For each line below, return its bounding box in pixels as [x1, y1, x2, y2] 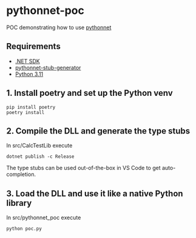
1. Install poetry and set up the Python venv [6, 88, 173, 98]
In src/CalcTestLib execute [6, 142, 73, 149]
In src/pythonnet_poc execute [6, 214, 81, 222]
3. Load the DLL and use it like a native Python [6, 188, 183, 199]
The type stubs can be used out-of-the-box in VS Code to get [6, 165, 161, 172]
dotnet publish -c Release [6, 154, 75, 160]
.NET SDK [15, 57, 41, 64]
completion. [6, 171, 36, 178]
